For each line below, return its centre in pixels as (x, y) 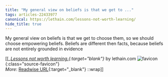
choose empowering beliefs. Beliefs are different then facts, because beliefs (84, 44)
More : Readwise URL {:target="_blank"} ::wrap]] (55, 69)
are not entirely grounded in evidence (44, 49)
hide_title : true (23, 24)
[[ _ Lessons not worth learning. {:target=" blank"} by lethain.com (71, 59)
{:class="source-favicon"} (32, 64)
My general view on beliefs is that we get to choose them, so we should (79, 38)
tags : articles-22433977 (31, 15)
